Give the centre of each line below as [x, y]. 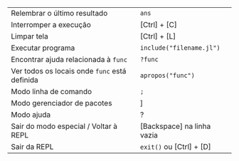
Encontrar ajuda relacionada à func [69, 59]
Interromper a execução [51, 25]
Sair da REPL [32, 147]
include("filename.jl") [180, 48]
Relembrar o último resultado [59, 13]
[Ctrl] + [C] [159, 25]
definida [25, 80]
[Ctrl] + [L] [158, 36]
